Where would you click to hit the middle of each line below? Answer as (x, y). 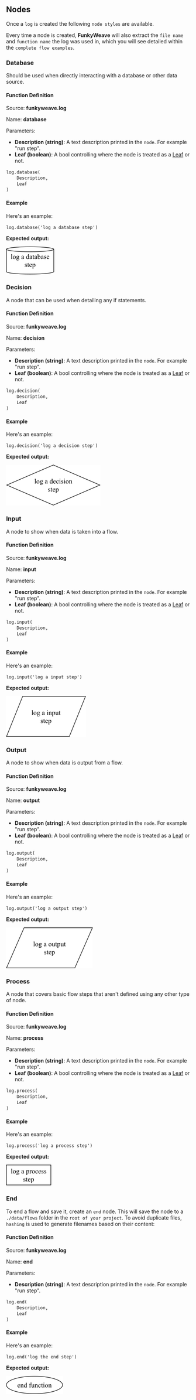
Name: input (21, 569)
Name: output (23, 800)
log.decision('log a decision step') (52, 446)
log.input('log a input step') (44, 677)
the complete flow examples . (40, 47)
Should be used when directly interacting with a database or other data (92, 76)
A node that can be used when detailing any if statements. (76, 300)
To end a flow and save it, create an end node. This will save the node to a (95, 1211)
